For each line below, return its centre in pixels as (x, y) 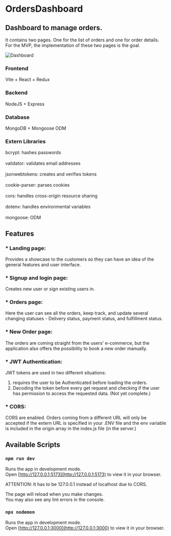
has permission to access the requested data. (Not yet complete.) (82, 394)
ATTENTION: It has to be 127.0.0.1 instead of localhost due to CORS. (76, 484)
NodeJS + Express (25, 104)
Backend (17, 93)
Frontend (17, 68)
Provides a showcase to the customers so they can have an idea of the (80, 259)
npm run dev (20, 458)
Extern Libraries (26, 141)
